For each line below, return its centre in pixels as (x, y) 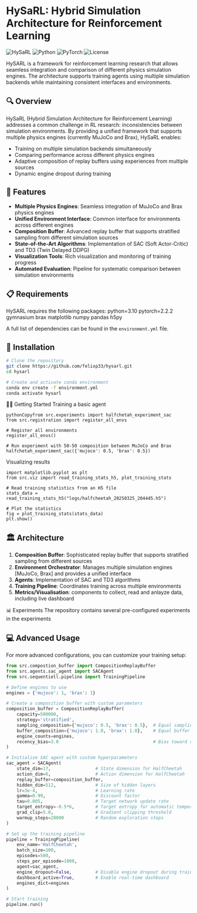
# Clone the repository (35, 361)
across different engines (44, 225)
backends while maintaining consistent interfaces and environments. (89, 82)
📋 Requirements (37, 294)
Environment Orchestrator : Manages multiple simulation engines (94, 568)
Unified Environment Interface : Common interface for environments (97, 219)
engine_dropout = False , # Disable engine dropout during (97, 872)
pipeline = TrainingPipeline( (43, 839)
